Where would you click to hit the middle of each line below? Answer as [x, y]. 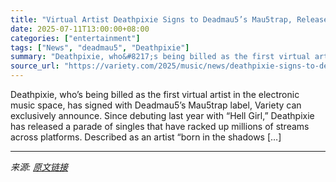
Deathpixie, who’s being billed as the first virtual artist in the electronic [155, 94]
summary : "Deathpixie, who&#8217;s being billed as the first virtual [160, 57]
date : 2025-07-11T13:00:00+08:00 [80, 29]
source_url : [35, 66]
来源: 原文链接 [39, 167]
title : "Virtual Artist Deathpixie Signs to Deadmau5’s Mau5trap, [151, 19]
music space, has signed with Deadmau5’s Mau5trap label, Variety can [156, 105]
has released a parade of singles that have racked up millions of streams [160, 126]
